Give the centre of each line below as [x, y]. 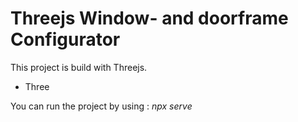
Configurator [65, 39]
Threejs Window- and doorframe [149, 18]
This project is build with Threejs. [79, 67]
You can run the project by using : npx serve [101, 106]
